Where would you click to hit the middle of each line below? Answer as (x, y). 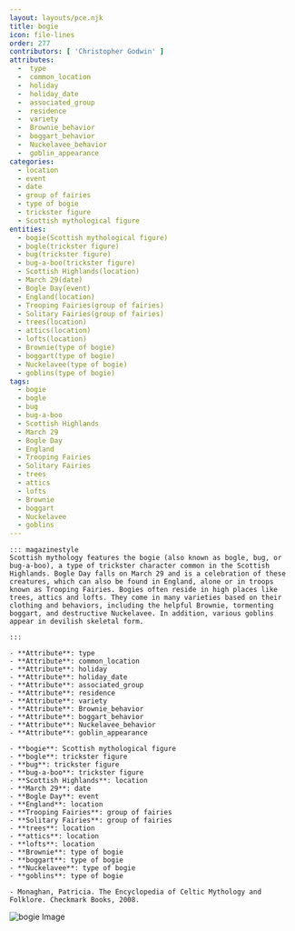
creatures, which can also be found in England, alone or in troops (142, 582)
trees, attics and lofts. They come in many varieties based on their (146, 598)
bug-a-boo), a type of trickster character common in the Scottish (140, 566)
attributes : (32, 60)
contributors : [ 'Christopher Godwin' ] (87, 52)
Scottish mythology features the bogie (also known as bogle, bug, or (146, 558)
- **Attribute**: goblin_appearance (79, 733)
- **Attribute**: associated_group (77, 686)
